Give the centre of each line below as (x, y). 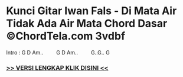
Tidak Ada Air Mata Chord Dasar (87, 23)
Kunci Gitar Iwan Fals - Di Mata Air (91, 11)
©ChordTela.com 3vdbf (66, 36)
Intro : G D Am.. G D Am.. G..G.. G (58, 52)
